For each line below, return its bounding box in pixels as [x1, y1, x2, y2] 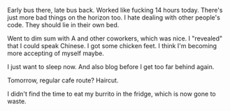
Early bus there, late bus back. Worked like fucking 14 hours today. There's [7, 6, 223, 14]
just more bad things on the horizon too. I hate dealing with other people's [7, 13, 220, 22]
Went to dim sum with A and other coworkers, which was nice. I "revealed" [7, 34, 223, 43]
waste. [7, 97, 27, 105]
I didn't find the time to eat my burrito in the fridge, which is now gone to [7, 90, 216, 98]
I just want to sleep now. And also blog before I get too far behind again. [7, 63, 215, 71]
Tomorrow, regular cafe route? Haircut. [7, 76, 119, 84]
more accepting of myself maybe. [7, 49, 105, 57]
